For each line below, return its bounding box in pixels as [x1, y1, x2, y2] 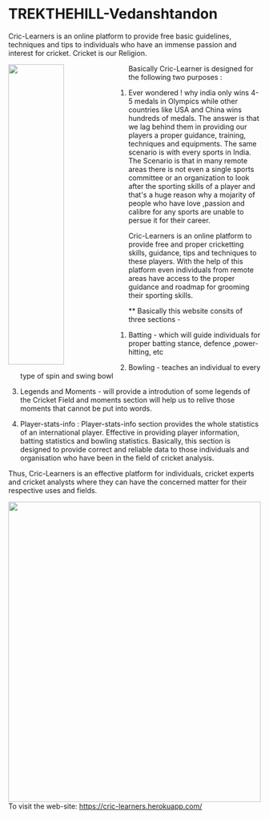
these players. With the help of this [127, 256, 243, 266]
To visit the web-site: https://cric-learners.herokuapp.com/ [8, 801, 203, 811]
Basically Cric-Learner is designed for [127, 63, 254, 73]
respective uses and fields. [8, 485, 98, 495]
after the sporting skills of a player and [127, 181, 255, 191]
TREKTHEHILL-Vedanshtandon [8, 5, 218, 23]
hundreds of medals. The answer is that [127, 113, 260, 122]
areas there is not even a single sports [127, 164, 255, 174]
